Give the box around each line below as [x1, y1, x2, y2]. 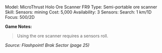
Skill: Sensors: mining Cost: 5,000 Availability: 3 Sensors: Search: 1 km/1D [5, 9, 152, 15]
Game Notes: [5, 24, 32, 29]
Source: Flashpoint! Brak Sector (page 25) [5, 42, 90, 48]
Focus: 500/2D [5, 14, 35, 20]
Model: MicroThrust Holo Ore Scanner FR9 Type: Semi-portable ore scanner [5, 4, 158, 10]
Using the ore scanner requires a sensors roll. [16, 33, 108, 39]
